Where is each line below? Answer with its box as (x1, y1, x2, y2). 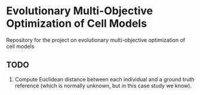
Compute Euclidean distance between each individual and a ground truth (14, 75, 195, 83)
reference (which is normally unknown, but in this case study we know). (14, 82, 192, 89)
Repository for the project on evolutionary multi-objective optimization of (6, 36, 186, 43)
